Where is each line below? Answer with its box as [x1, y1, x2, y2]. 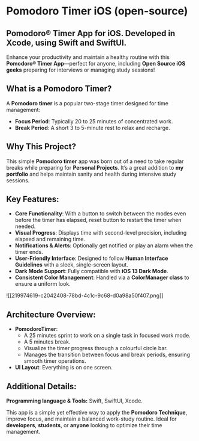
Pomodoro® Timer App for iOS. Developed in [6, 28, 176, 39]
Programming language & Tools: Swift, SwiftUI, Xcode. [6, 397, 143, 404]
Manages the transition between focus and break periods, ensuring [23, 351, 191, 359]
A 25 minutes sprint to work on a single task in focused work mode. [23, 332, 191, 339]
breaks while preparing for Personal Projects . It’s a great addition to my [6, 164, 184, 171]
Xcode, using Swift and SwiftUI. [6, 37, 127, 48]
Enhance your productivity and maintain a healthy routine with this [6, 54, 170, 61]
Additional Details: [6, 381, 77, 392]
